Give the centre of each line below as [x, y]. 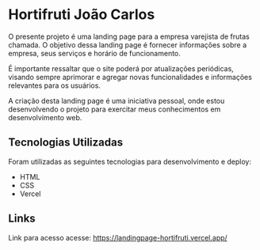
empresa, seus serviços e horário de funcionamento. [94, 53]
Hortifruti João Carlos [82, 15]
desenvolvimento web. [45, 117]
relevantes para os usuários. [55, 85]
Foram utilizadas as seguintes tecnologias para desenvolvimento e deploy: [130, 161]
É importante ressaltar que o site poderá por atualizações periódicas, [121, 68]
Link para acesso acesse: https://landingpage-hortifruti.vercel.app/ [118, 237]
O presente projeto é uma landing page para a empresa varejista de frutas [129, 36]
